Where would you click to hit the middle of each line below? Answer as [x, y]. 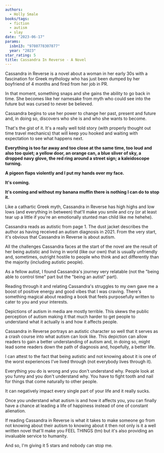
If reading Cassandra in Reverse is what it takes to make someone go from [80, 420]
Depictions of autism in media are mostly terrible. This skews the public [77, 311]
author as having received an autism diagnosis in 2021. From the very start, [81, 232]
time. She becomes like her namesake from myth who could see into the [78, 99]
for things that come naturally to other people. [51, 381]
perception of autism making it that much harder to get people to [70, 317]
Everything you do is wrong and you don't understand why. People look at [80, 371]
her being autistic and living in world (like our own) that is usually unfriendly [81, 252]
